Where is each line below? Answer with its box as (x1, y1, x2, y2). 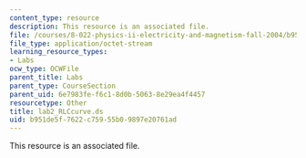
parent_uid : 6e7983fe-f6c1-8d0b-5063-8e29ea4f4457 (9, 90, 206, 99)
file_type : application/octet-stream (9, 38, 153, 48)
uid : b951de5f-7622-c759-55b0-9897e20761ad (9, 115, 178, 124)
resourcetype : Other (9, 98, 88, 108)
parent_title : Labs (9, 73, 84, 82)
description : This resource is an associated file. (9, 22, 209, 31)
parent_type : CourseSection (9, 81, 117, 90)
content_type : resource (9, 13, 100, 23)
